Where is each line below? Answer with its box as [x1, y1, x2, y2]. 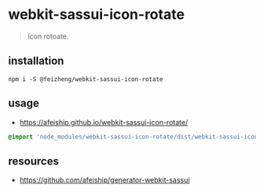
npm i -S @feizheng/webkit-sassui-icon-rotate [8, 75, 163, 83]
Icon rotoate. [27, 31, 69, 41]
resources [8, 154, 59, 168]
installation [8, 54, 64, 68]
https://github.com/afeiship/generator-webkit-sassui [19, 175, 190, 185]
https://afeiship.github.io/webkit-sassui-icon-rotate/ [19, 117, 189, 127]
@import [8, 132, 34, 141]
